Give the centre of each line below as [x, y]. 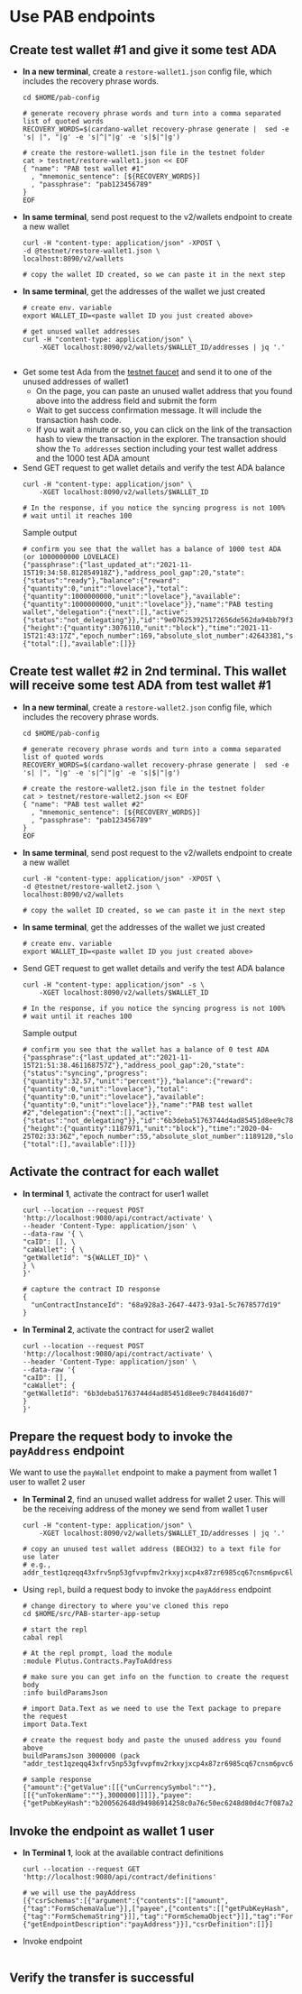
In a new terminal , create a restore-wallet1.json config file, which [147, 71]
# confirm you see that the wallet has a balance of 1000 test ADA [151, 549]
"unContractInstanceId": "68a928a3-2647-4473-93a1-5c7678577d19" [156, 1305]
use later [41, 1558]
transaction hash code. [78, 420]
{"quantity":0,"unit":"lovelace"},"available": [113, 1097]
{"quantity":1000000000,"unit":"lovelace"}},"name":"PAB [132, 604]
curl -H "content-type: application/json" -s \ [113, 985]
